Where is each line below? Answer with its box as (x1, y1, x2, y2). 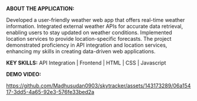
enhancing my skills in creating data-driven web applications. (6, 48, 156, 55)
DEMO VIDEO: (6, 71, 41, 77)
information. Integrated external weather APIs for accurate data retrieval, (6, 23, 183, 30)
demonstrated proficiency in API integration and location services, (6, 41, 167, 48)
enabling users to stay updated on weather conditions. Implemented (6, 29, 173, 36)
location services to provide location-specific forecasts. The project (6, 35, 172, 42)
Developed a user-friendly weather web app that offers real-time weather (6, 17, 185, 23)
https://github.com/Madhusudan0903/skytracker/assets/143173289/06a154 (6, 82, 191, 89)
